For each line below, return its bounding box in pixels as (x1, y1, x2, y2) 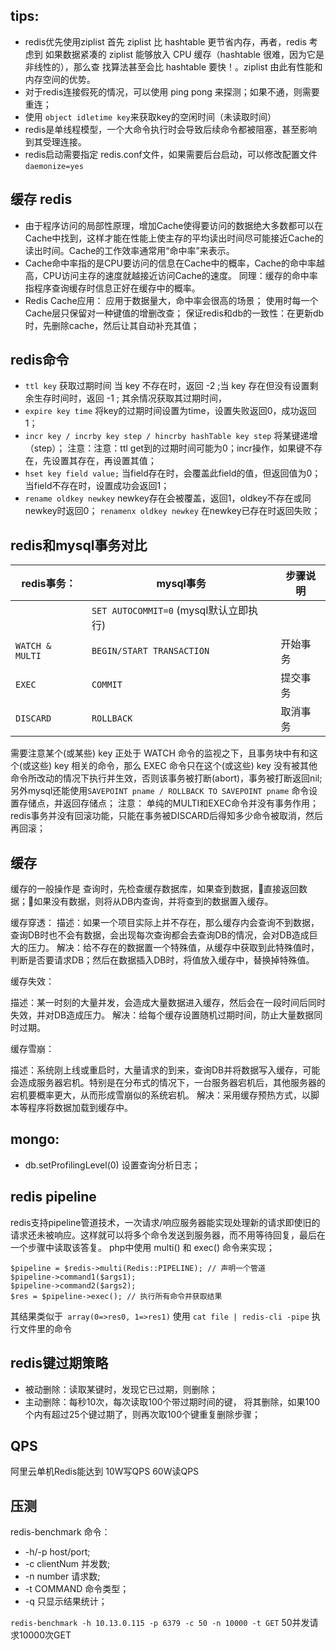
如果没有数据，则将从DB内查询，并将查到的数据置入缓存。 (33, 895, 274, 908)
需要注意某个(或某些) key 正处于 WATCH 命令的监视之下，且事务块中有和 (10, 747, 310, 759)
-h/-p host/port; (24, 1546, 91, 1558)
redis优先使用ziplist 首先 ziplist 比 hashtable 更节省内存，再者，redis (24, 35, 307, 48)
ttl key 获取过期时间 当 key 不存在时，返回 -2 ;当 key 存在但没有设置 (24, 380, 310, 392)
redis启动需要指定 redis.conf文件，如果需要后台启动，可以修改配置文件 (24, 148, 318, 160)
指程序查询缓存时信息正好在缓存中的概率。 (24, 282, 201, 294)
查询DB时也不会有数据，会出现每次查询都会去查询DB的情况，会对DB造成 (10, 929, 310, 941)
